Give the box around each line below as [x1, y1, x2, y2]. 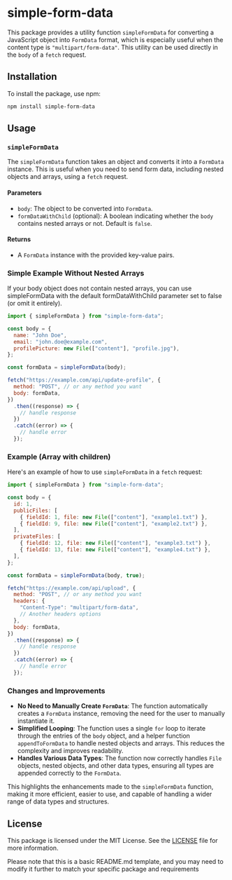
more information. [7, 844, 59, 852]
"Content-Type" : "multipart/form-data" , [20, 604, 139, 611]
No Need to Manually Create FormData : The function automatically [17, 702, 208, 710]
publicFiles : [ [13, 507, 58, 514]
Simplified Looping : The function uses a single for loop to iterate [17, 724, 206, 733]
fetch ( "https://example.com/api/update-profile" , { [7, 377, 161, 384]
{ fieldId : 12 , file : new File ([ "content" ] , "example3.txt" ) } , [20, 540, 211, 547]
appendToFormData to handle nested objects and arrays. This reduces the [17, 739, 225, 747]
